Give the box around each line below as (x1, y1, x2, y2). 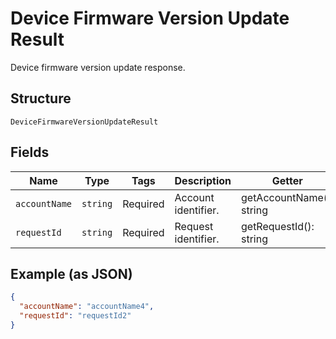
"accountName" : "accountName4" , (19, 302, 155, 312)
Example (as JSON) (10, 265, 133, 282)
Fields (10, 144, 50, 161)
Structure (10, 90, 72, 107)
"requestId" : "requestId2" (19, 311, 132, 321)
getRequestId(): (240, 219, 315, 233)
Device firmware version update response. (10, 61, 186, 73)
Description (174, 173, 232, 187)
